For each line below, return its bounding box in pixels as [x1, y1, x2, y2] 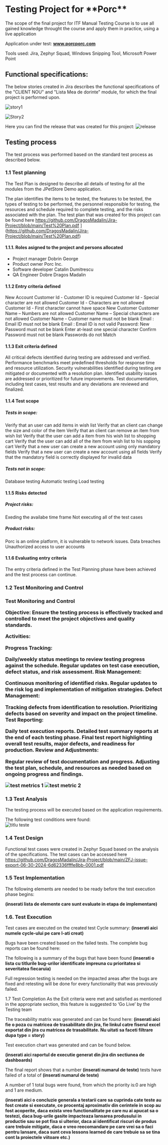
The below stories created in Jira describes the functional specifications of [5, 83, 160, 89]
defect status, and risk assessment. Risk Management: [5, 668, 142, 675]
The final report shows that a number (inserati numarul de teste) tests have [5, 1067, 161, 1073]
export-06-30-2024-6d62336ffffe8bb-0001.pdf [5, 862, 104, 868]
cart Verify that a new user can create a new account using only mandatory [5, 444, 160, 450]
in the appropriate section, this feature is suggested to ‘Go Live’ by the [5, 1001, 150, 1007]
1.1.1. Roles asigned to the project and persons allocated [5, 245, 123, 251]
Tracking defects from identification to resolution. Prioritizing [5, 703, 157, 710]
